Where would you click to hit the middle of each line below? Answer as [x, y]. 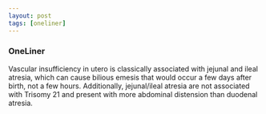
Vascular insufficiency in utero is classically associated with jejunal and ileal [133, 68]
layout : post [30, 16]
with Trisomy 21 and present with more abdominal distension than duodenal [133, 94]
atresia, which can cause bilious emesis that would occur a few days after [130, 77]
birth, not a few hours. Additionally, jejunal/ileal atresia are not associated [129, 86]
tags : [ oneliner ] [37, 23]
